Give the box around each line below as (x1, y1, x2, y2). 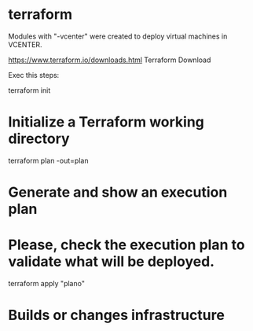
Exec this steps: (8, 70, 60, 79)
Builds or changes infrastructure (8, 307, 225, 324)
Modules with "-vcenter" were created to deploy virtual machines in (8, 31, 228, 41)
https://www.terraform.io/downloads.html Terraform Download (8, 55, 211, 64)
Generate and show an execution (8, 183, 228, 201)
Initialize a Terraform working (8, 113, 204, 131)
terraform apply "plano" (8, 279, 85, 288)
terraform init (8, 85, 51, 95)
